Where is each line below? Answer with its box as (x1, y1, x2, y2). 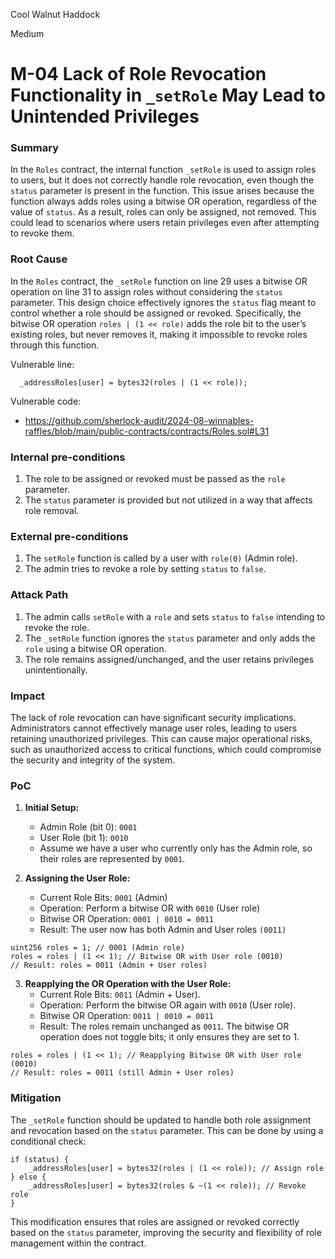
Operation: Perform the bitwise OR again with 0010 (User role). (39, 999, 297, 1011)
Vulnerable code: (10, 395, 82, 407)
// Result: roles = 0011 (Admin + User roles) (10, 960, 208, 971)
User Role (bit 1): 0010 (39, 832, 129, 844)
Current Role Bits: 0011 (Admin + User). (39, 989, 201, 1001)
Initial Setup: (24, 802, 80, 814)
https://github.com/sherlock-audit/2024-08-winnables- (24, 414, 255, 426)
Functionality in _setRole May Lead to (10, 84, 326, 107)
